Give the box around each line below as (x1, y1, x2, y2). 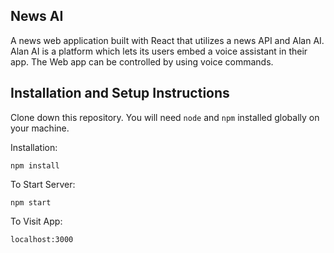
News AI (10, 8, 64, 25)
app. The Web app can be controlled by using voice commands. (10, 55, 274, 68)
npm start (10, 197, 52, 208)
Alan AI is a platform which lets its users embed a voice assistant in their (10, 45, 308, 57)
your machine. (10, 122, 70, 134)
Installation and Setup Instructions (10, 85, 230, 102)
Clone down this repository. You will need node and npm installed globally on (10, 111, 320, 123)
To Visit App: (10, 215, 63, 227)
